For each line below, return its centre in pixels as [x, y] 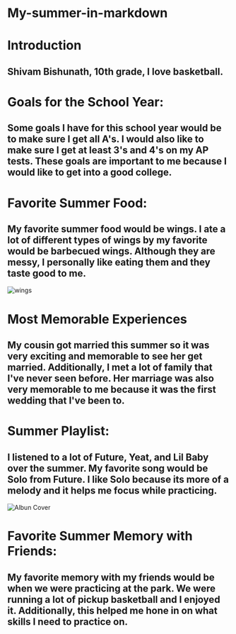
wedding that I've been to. [66, 400]
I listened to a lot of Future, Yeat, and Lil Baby [108, 457]
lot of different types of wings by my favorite [107, 240]
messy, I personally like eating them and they [109, 262]
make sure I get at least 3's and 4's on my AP [108, 150]
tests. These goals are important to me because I [117, 161]
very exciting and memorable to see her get [105, 356]
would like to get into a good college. [90, 173]
